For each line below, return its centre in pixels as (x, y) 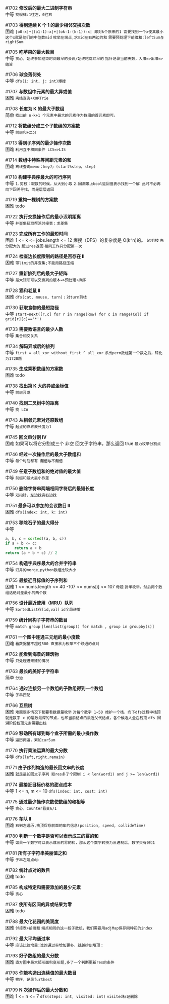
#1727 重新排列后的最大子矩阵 (36, 273)
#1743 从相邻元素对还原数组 (34, 420)
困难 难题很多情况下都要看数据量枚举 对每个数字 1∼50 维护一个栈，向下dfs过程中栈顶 (83, 712)
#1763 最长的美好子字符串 (32, 671)
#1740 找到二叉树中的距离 (32, 403)
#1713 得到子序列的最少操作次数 (38, 143)
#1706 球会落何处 (23, 75)
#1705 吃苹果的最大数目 (30, 52)
